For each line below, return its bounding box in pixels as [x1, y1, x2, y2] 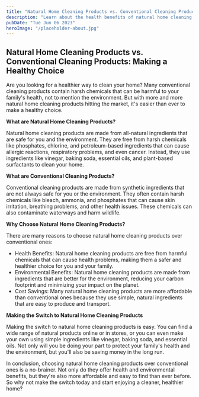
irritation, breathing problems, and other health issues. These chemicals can [6, 203, 192, 210]
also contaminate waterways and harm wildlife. [6, 209, 121, 216]
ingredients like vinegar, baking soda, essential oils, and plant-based [6, 155, 174, 162]
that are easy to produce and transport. [14, 300, 111, 308]
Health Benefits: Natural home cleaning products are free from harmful [14, 250, 188, 257]
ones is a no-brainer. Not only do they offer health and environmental [6, 366, 175, 373]
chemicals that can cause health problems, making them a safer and [14, 256, 182, 264]
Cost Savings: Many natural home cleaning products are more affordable [14, 288, 192, 295]
